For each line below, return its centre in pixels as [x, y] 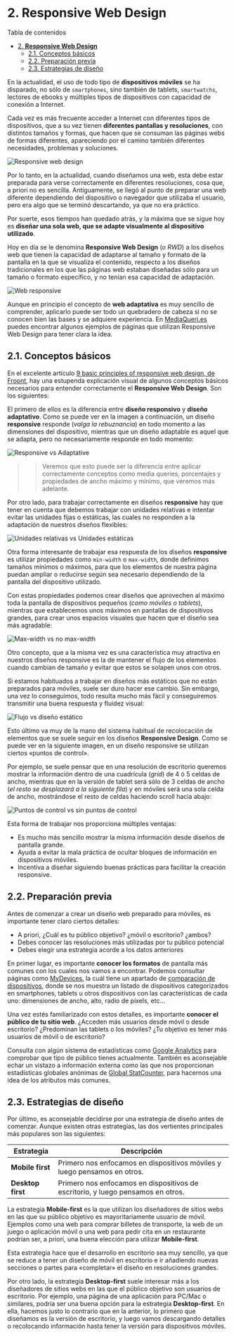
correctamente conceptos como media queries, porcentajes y [131, 474]
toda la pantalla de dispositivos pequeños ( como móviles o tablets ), [105, 603]
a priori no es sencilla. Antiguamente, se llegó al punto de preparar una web [117, 190]
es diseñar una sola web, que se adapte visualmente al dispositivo [106, 226]
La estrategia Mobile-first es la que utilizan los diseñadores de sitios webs [115, 1209]
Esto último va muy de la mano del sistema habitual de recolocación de [110, 730]
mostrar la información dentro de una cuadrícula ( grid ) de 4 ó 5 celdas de [113, 774]
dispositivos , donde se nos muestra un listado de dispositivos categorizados [118, 986]
